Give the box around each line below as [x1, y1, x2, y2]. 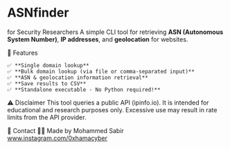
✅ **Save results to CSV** [7, 80, 87, 87]
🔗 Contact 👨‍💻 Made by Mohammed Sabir [7, 126, 125, 134]
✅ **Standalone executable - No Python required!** [7, 86, 161, 93]
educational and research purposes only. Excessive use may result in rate [7, 105, 218, 114]
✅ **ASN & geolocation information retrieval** [7, 74, 149, 81]
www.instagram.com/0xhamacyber [7, 134, 108, 142]
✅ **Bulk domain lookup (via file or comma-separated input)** [7, 68, 195, 75]
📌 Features [7, 49, 38, 57]
